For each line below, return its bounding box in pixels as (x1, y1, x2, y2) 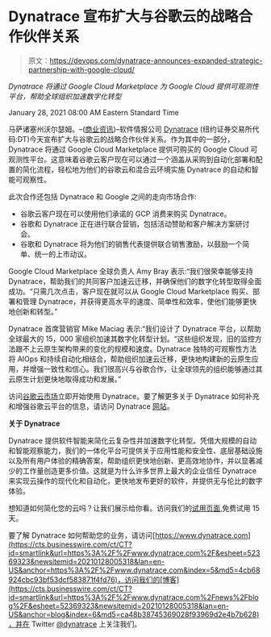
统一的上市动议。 (34, 249, 91, 259)
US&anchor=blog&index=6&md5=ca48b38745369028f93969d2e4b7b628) (8, 610, 260, 619)
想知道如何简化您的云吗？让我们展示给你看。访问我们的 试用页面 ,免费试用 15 (8, 503, 260, 513)
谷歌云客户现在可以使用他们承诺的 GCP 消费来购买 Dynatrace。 (19, 209, 231, 219)
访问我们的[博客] (124, 574, 180, 585)
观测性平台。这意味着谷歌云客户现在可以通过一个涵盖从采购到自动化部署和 (8, 154, 256, 164)
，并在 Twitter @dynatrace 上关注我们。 (8, 618, 142, 629)
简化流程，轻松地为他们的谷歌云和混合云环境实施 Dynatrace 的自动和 (22, 164, 252, 174)
